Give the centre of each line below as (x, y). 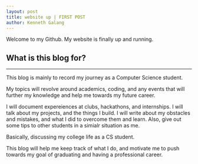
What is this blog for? (46, 58)
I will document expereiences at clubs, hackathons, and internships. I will (95, 107)
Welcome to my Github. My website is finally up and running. (80, 40)
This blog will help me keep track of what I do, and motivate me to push (93, 149)
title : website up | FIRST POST (46, 17)
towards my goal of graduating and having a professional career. (85, 155)
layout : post (22, 12)
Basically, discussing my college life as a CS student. (70, 137)
